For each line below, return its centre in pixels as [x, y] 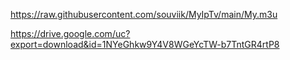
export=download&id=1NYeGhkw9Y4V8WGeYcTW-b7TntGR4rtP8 [145, 44]
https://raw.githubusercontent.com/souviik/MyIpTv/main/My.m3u [144, 14]
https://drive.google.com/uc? [70, 33]
